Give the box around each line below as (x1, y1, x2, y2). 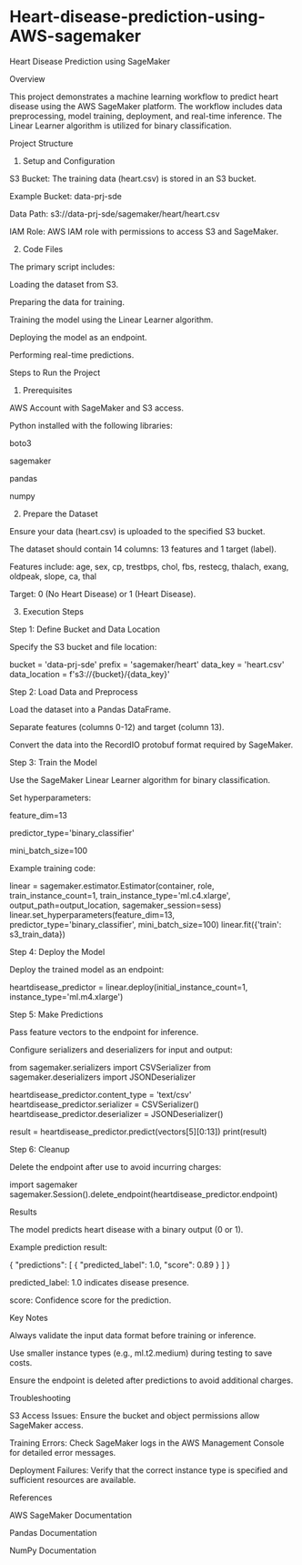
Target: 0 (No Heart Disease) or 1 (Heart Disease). (9, 588, 196, 599)
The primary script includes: (9, 261, 116, 272)
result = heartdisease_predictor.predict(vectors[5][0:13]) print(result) (9, 1126, 267, 1137)
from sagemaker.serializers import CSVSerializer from (9, 1062, 212, 1072)
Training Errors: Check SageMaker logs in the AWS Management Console (9, 1437, 285, 1448)
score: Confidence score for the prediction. (9, 1295, 172, 1306)
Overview (9, 73, 45, 84)
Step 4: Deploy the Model (9, 946, 106, 957)
